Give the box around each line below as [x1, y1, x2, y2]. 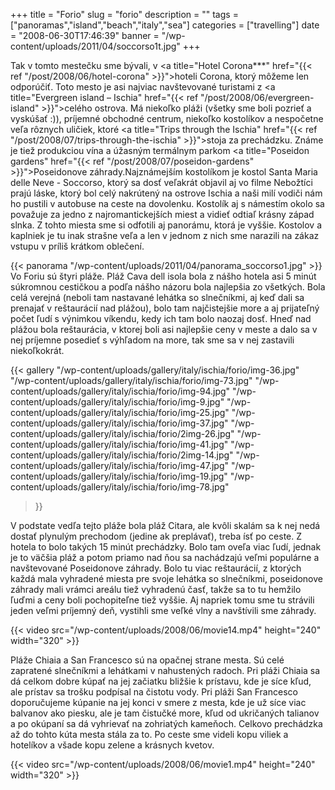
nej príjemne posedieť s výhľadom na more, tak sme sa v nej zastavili [10, 334, 295, 346]
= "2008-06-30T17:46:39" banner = [10, 30, 160, 41]
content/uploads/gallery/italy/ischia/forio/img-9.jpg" [10, 396, 225, 408]
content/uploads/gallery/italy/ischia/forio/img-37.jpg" [10, 417, 229, 429]
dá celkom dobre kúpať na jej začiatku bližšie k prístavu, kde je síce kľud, [10, 675, 312, 687]
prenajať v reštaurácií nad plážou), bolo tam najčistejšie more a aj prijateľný [10, 302, 320, 314]
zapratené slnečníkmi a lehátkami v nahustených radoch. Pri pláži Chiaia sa [10, 665, 321, 676]
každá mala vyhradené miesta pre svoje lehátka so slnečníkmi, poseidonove [10, 573, 323, 584]
